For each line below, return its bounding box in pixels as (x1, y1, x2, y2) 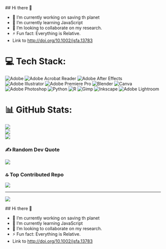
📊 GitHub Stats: (5, 104, 73, 116)
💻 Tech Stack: (5, 56, 66, 67)
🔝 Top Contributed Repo (5, 171, 64, 178)
